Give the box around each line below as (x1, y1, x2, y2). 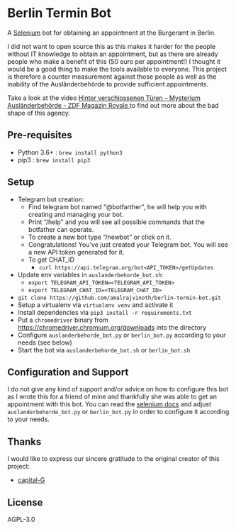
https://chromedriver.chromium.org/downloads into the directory (17, 323, 207, 331)
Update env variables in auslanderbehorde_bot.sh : (17, 270, 164, 279)
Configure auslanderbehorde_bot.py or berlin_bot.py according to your (17, 330, 226, 339)
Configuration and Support (7, 366, 129, 378)
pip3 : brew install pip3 (17, 155, 91, 164)
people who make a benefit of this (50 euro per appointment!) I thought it (7, 57, 221, 65)
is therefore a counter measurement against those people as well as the (7, 72, 217, 81)
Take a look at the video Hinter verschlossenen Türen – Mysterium (7, 94, 201, 102)
